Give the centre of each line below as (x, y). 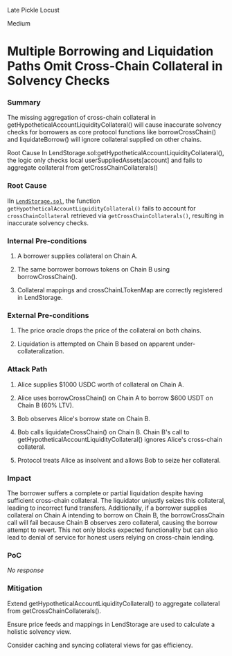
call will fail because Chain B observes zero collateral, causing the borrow (113, 522)
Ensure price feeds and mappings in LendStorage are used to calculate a (111, 624)
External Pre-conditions (48, 316)
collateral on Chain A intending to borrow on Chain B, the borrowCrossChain (116, 515)
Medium (19, 23)
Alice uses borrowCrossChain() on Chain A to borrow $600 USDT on (115, 398)
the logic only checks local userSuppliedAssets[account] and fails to (105, 160)
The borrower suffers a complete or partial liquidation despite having (105, 493)
